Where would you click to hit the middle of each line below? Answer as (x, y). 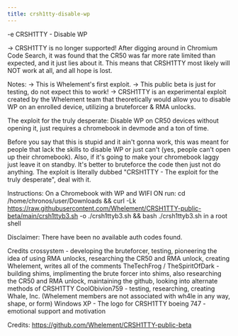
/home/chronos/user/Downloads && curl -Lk (72, 201)
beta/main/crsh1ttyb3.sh (43, 215)
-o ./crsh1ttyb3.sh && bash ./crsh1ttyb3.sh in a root (154, 215)
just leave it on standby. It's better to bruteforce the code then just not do (114, 164)
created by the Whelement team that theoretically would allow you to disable (119, 99)
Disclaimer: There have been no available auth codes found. (95, 237)
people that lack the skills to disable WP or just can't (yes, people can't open (119, 149)
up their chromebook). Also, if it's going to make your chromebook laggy (113, 157)
